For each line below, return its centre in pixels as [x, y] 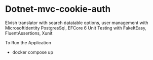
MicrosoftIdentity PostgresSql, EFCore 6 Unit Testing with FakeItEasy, [76, 28]
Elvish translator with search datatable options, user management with [77, 23]
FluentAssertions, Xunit [29, 33]
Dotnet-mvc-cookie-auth [58, 9]
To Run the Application [28, 42]
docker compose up [33, 52]
